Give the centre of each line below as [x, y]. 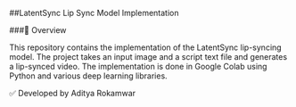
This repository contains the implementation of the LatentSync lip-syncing [146, 47]
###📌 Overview [38, 30]
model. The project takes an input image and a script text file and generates [148, 57]
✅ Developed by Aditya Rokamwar [73, 93]
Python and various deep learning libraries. [88, 76]
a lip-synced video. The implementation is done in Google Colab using [138, 66]
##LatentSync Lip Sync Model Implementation [94, 13]
